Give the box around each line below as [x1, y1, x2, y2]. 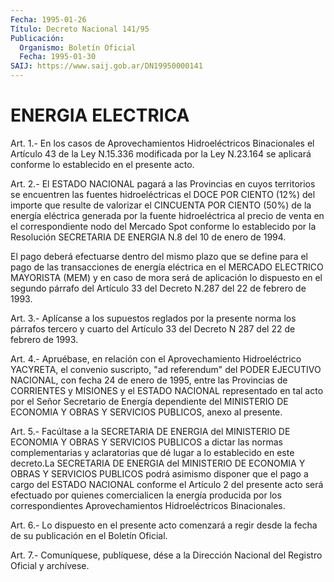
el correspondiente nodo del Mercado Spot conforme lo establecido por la [10, 220, 317, 232]
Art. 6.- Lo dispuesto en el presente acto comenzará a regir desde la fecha [10, 519, 318, 531]
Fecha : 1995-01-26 [10, 14, 87, 25]
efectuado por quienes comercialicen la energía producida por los [10, 489, 282, 501]
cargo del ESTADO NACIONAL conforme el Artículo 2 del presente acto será [10, 478, 324, 490]
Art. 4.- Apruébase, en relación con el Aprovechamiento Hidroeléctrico [10, 352, 302, 365]
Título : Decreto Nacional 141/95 [10, 24, 150, 34]
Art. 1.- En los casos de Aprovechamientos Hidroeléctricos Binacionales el [10, 137, 315, 149]
